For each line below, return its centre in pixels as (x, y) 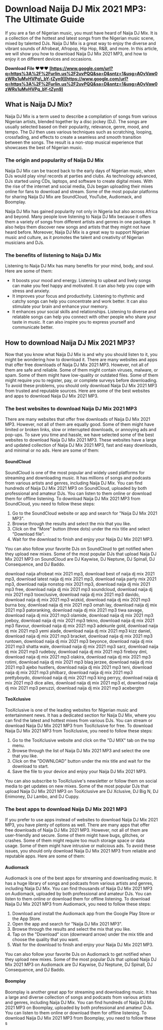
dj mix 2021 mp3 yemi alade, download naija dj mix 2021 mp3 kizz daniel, (78, 631)
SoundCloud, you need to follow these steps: (50, 504)
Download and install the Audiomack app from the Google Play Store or (83, 914)
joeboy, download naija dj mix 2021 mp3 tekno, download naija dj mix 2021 (80, 620)
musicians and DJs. (25, 242)
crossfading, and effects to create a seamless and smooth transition (73, 137)
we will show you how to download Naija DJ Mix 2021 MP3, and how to (76, 54)
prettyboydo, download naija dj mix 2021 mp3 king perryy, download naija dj (81, 678)
